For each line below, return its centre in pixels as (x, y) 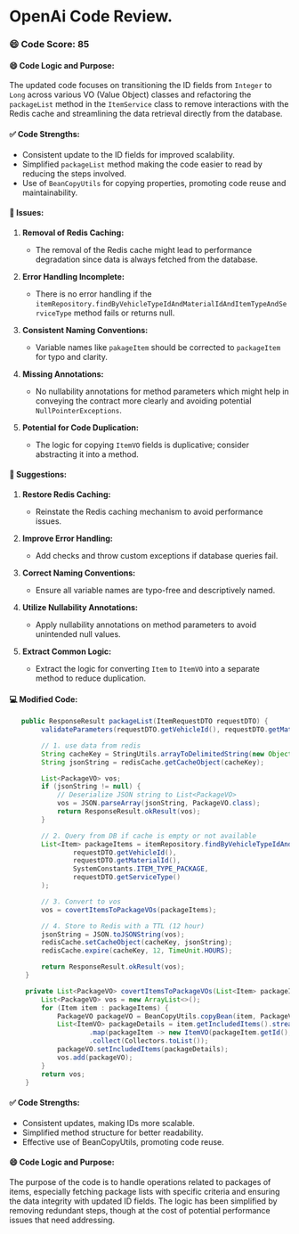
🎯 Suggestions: (38, 475)
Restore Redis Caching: (66, 494)
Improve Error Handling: (68, 538)
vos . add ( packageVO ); (95, 1058)
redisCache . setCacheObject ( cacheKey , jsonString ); (137, 943)
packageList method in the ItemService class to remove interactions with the (149, 104)
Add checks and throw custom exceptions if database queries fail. (157, 555)
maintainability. (50, 192)
